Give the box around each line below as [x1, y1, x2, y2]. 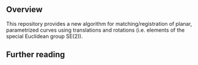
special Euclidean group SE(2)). [6, 32, 83, 40]
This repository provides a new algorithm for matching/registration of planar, [6, 20, 192, 27]
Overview [6, 5, 43, 15]
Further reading [6, 50, 65, 60]
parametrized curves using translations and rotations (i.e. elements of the [6, 26, 185, 33]
